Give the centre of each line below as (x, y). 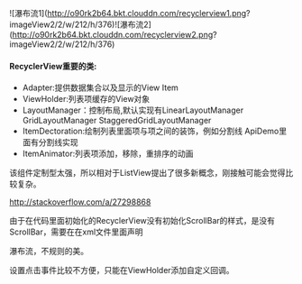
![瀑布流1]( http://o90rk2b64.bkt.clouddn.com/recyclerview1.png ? (130, 13)
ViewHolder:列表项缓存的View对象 (86, 99)
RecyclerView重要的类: (53, 66)
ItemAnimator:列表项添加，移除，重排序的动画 (108, 154)
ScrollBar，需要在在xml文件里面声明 (76, 232)
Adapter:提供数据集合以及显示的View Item (100, 87)
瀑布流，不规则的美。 (49, 252)
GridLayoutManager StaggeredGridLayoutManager (117, 121)
